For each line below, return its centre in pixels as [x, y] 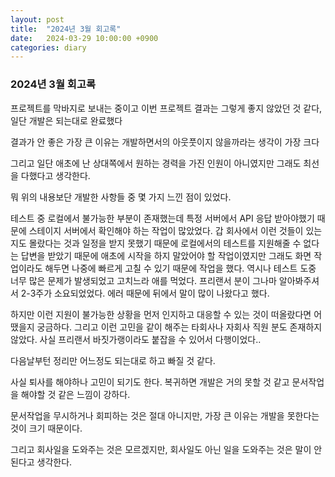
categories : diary [48, 47]
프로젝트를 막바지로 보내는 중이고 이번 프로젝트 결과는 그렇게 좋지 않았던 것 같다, [166, 108]
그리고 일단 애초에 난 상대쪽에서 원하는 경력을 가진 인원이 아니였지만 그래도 [156, 163]
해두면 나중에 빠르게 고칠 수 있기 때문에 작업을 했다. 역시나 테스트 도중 [180, 268]
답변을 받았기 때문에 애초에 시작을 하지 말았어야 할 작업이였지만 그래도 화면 [166, 255]
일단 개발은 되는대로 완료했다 [66, 120]
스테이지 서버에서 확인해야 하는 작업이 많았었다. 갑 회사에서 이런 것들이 [166, 230]
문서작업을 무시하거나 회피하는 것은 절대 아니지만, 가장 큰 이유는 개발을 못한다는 [165, 415]
